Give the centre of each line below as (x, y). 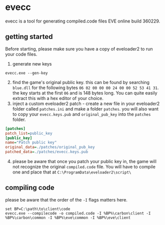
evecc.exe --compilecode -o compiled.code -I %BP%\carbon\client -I (78, 213)
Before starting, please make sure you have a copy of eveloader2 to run (79, 48)
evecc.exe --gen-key (27, 73)
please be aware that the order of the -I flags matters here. (66, 199)
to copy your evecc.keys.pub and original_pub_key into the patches (81, 114)
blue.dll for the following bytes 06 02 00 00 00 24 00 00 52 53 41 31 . (85, 87)
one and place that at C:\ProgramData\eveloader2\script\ (72, 172)
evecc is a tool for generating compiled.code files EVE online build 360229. (83, 21)
